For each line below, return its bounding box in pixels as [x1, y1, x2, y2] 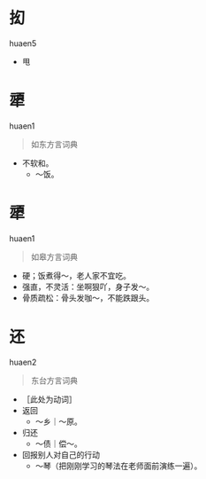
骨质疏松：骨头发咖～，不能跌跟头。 [21, 292, 155, 302]
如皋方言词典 [30, 251, 78, 262]
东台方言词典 [30, 374, 78, 386]
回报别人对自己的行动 [21, 449, 100, 459]
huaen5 [9, 37, 37, 49]
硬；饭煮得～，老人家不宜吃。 [21, 270, 131, 280]
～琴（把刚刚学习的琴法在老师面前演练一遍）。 [34, 460, 202, 471]
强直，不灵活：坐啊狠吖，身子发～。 [21, 281, 155, 292]
